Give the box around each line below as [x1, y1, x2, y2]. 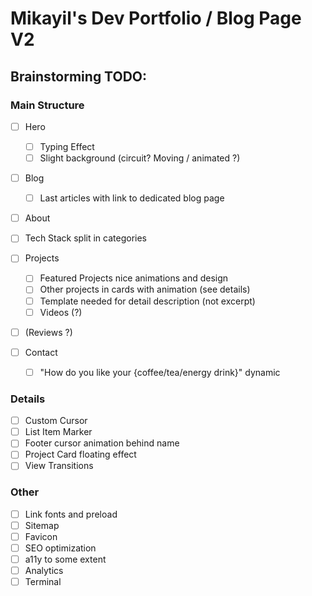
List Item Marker [24, 426, 93, 438]
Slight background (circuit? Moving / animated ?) [39, 152, 241, 164]
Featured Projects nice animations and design [39, 272, 229, 284]
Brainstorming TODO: [10, 68, 148, 85]
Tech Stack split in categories [24, 232, 148, 244]
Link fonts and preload [24, 508, 118, 520]
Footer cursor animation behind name [24, 437, 180, 449]
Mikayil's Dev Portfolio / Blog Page [10, 7, 302, 30]
